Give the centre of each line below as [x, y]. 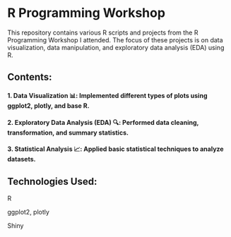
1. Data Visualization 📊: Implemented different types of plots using [107, 95]
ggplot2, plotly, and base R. [48, 105]
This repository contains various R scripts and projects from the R [103, 32]
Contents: [30, 77]
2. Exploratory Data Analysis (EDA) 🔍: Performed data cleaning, [103, 122]
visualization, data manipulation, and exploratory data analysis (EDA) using [116, 47]
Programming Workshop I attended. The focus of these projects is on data [115, 39]
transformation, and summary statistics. [68, 133]
